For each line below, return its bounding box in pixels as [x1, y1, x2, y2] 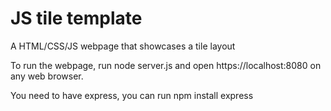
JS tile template [10, 7, 143, 30]
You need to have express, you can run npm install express [10, 89, 254, 101]
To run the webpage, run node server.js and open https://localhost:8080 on [10, 59, 322, 71]
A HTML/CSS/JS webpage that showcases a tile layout [10, 40, 236, 52]
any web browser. [10, 70, 84, 82]
